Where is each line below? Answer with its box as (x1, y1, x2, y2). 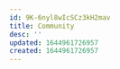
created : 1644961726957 (9, 47, 99, 56)
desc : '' (9, 30, 42, 39)
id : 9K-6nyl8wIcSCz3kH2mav (9, 13, 111, 22)
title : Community (9, 22, 75, 30)
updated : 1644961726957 (9, 38, 99, 47)
